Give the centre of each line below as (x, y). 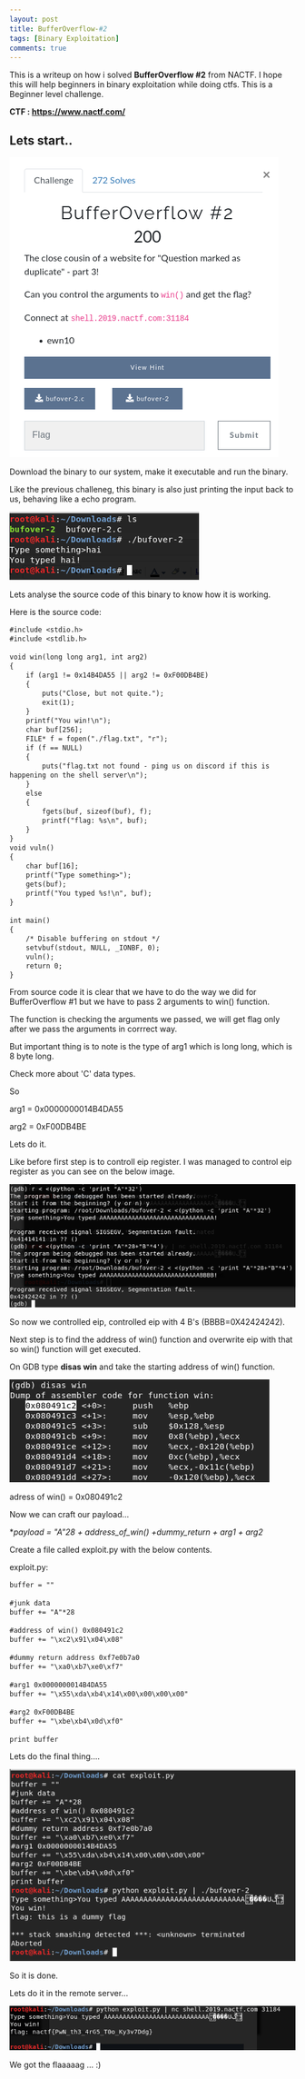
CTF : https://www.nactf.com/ (67, 112)
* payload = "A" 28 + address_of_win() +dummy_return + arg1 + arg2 (136, 1532)
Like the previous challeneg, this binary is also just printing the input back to (152, 490)
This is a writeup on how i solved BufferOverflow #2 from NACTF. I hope (146, 75)
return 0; (44, 966)
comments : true (38, 48)
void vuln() (32, 848)
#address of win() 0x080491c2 (67, 1630)
